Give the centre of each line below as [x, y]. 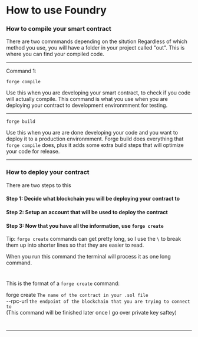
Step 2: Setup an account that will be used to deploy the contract [87, 212]
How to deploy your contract [48, 172]
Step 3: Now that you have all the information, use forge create [85, 225]
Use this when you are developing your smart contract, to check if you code [98, 93]
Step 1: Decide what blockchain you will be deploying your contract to [93, 199]
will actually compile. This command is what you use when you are [87, 99]
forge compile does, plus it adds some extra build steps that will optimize [95, 145]
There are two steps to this [39, 185]
